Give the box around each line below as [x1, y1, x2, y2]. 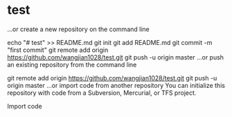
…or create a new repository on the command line [7, 25, 150, 33]
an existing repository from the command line [7, 60, 137, 69]
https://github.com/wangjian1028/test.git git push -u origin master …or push [7, 53, 224, 61]
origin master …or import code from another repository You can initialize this [7, 81, 225, 89]
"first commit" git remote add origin [7, 46, 109, 54]
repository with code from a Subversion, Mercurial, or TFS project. [7, 89, 197, 97]
